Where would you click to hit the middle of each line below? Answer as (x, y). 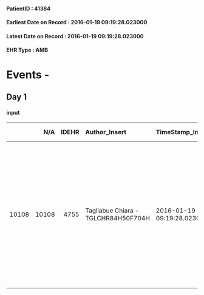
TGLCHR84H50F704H (117, 219)
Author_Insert (105, 132)
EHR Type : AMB (27, 50)
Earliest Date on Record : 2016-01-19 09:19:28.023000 (77, 22)
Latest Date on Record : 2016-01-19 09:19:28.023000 (75, 36)
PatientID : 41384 (29, 8)
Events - (28, 74)
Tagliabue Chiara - (112, 211)
